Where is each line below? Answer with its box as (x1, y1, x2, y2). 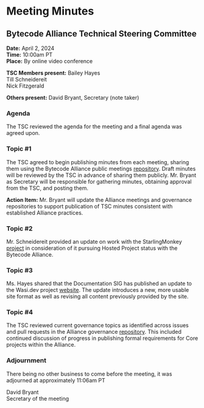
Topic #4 (6, 308, 33, 317)
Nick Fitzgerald (6, 82, 44, 89)
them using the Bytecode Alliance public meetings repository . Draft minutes (6, 165, 196, 172)
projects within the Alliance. (6, 341, 76, 348)
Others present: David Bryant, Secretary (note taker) (6, 94, 139, 101)
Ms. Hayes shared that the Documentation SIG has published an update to (6, 280, 192, 287)
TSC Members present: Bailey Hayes (6, 69, 100, 77)
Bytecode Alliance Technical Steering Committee (6, 29, 197, 39)
